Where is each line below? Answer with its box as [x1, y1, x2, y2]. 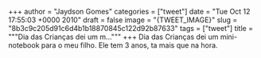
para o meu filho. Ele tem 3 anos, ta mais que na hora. [41, 41, 218, 50]
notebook [8, 41, 40, 50]
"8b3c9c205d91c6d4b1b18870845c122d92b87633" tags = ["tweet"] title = [8, 24, 253, 33]
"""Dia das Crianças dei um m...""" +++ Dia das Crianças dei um [8, 32, 219, 41]
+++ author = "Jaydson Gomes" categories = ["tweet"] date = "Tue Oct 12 [8, 7, 251, 16]
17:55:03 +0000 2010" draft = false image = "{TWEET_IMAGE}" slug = [8, 15, 238, 25]
